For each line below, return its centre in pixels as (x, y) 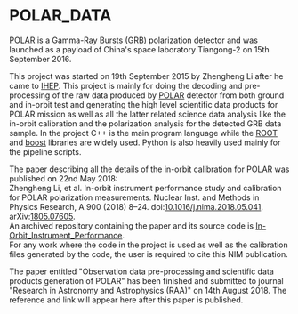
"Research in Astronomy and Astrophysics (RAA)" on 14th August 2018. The (148, 290)
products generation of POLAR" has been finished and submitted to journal (146, 280)
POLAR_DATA (60, 16)
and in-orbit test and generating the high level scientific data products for (144, 104)
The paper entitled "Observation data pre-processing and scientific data (141, 271)
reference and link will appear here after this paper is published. (126, 300)
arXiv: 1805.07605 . (42, 216)
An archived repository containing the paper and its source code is (132, 225)
